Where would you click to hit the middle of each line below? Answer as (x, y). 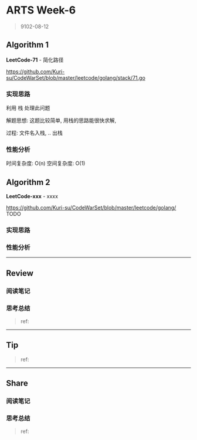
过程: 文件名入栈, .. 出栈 (34, 133)
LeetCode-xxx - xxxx (32, 197)
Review (20, 273)
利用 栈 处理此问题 (28, 108)
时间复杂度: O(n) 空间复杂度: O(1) (46, 163)
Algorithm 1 (27, 45)
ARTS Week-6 (41, 10)
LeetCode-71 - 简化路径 (35, 60)
